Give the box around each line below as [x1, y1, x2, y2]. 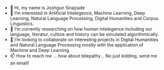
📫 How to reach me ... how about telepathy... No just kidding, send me [10, 53, 157, 58]
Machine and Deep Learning [10, 47, 70, 53]
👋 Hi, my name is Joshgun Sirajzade [10, 5, 85, 10]
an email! [10, 60, 29, 66]
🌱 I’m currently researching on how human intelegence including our [10, 26, 152, 32]
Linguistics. [10, 20, 34, 26]
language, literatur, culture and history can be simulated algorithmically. [10, 31, 159, 37]
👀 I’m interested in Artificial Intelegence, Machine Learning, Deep [10, 10, 145, 16]
